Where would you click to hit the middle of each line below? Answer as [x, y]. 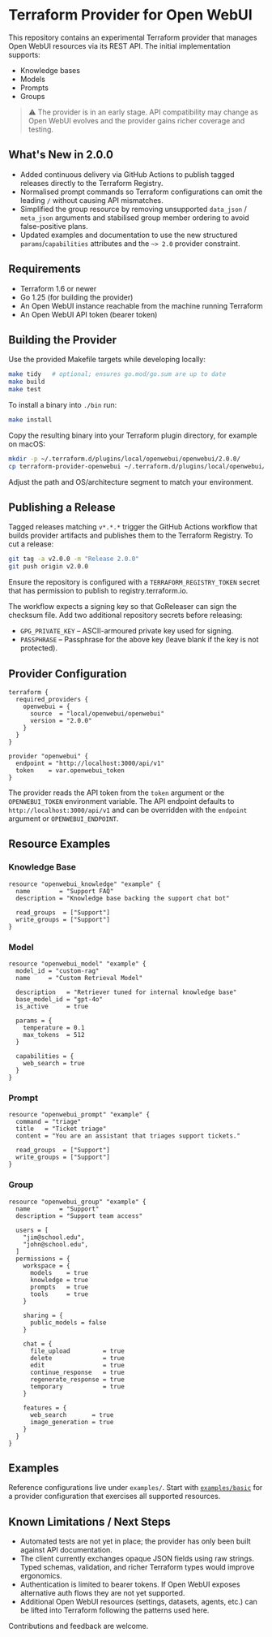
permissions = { [43, 1259]
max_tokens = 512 [54, 1034]
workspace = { [47, 1266]
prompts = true [59, 1287]
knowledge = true [59, 1280]
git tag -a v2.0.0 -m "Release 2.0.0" [74, 559]
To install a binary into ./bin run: [63, 405]
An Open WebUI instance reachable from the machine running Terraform [141, 305]
